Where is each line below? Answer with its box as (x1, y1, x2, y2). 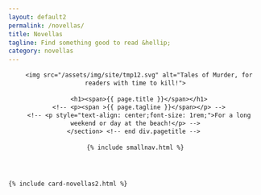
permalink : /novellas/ (8, 21, 85, 30)
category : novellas (8, 47, 74, 56)
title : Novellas (8, 30, 63, 38)
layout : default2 (8, 13, 67, 21)
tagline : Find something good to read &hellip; (8, 39, 172, 47)
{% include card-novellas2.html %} (8, 180, 128, 189)
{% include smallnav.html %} (86, 143, 184, 152)
